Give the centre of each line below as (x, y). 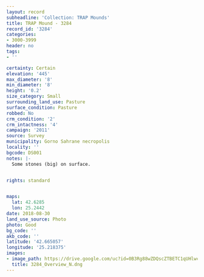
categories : (21, 35)
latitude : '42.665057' (35, 242)
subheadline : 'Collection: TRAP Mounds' (58, 18)
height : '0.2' (24, 91)
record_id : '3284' (29, 29)
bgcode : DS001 (24, 152)
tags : (13, 52)
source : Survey (25, 136)
